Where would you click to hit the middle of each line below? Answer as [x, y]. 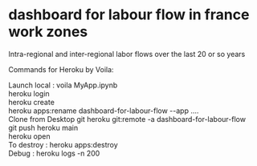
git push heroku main [43, 128]
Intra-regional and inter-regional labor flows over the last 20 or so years [127, 54]
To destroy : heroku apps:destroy [63, 144]
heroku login [29, 93]
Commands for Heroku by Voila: [61, 69]
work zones [48, 32]
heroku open [29, 136]
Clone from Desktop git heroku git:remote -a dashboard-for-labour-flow [127, 119]
